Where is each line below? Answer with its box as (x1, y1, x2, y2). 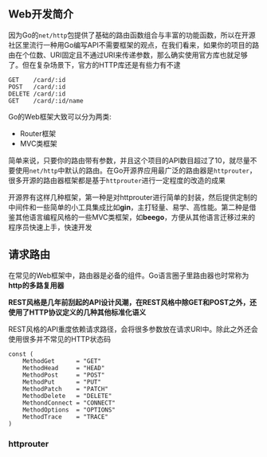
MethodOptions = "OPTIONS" (22, 405, 116, 414)
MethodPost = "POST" (22, 371, 105, 379)
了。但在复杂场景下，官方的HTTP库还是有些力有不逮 (8, 60, 181, 69)
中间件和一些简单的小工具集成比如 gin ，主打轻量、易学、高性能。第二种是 (8, 202, 249, 212)
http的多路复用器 (8, 280, 65, 290)
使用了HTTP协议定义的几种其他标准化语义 (8, 307, 147, 317)
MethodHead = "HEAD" (22, 364, 105, 372)
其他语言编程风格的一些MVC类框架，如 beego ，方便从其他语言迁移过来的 (14, 212, 255, 221)
